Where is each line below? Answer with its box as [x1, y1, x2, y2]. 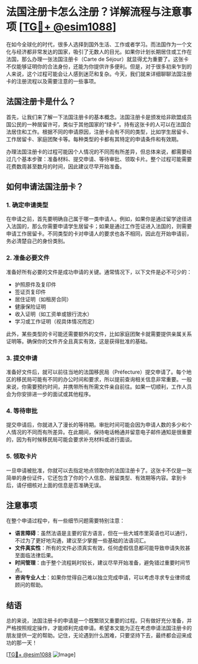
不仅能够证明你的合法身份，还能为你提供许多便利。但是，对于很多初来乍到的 [6, 63, 192, 70]
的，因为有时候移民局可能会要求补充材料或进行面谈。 [6, 436, 136, 443]
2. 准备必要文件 [6, 254, 50, 262]
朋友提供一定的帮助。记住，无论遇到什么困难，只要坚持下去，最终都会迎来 [6, 632, 187, 639]
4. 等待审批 [6, 407, 38, 415]
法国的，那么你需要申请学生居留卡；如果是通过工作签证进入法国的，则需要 [11, 223, 192, 230]
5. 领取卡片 [6, 452, 38, 460]
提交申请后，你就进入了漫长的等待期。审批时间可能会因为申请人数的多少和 [6, 421, 187, 429]
